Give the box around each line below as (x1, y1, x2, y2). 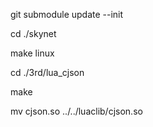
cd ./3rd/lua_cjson (10, 67, 85, 78)
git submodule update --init (10, 9, 124, 20)
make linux (10, 47, 55, 59)
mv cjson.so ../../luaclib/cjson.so (10, 105, 143, 117)
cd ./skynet (10, 28, 57, 39)
